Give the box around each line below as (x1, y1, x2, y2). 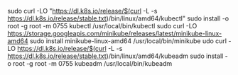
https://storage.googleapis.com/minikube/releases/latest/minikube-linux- (7, 29, 222, 37)
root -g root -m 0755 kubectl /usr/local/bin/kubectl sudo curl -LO (7, 22, 198, 30)
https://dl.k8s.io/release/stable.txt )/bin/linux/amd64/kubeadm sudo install (7, 52, 224, 60)
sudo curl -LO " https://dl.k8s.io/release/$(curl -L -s (7, 7, 158, 15)
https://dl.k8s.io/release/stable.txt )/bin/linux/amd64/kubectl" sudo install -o (7, 14, 229, 23)
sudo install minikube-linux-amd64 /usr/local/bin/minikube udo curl (29, 37, 227, 45)
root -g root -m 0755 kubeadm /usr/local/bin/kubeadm (13, 59, 173, 67)
